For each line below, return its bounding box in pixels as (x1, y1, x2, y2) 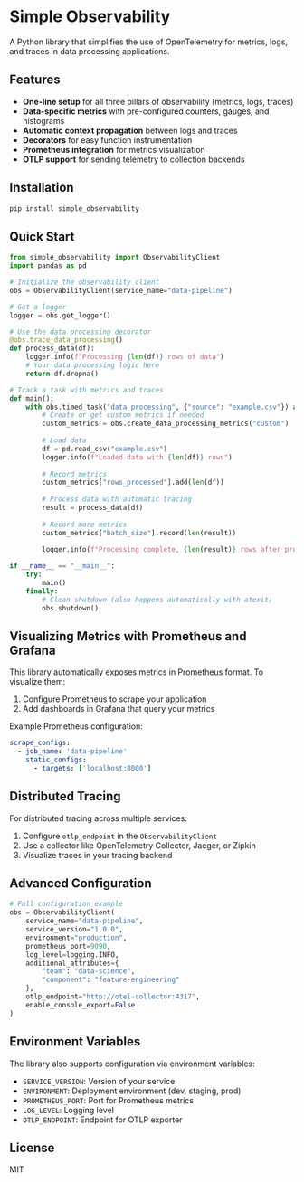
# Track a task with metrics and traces (9, 385, 165, 394)
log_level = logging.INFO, (25, 950, 119, 960)
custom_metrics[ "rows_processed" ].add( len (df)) (42, 478, 224, 487)
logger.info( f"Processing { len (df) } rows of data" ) (25, 353, 224, 362)
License (9, 1139, 55, 1155)
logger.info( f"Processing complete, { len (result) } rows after (42, 545, 281, 554)
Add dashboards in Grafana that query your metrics (22, 704, 215, 714)
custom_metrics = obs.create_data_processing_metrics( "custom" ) (42, 419, 290, 429)
